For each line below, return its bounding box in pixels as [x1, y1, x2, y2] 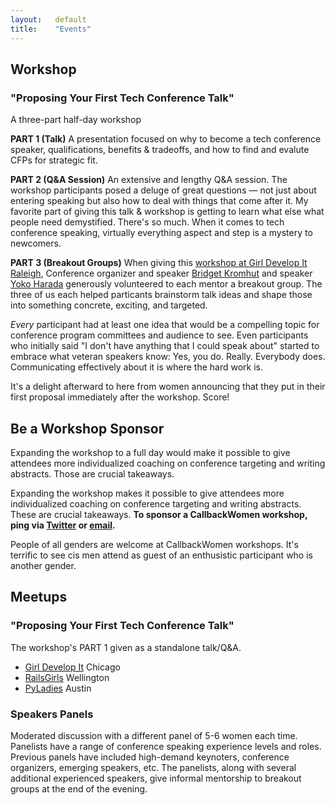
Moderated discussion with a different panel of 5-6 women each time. [10, 729, 298, 741]
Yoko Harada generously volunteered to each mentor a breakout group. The [10, 278, 323, 290]
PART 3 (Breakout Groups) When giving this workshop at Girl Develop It [10, 257, 308, 269]
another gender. [10, 560, 77, 571]
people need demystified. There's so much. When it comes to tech [10, 216, 285, 228]
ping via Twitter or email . [10, 519, 116, 531]
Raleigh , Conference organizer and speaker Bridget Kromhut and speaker [10, 267, 313, 280]
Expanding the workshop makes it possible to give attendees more [10, 487, 285, 499]
